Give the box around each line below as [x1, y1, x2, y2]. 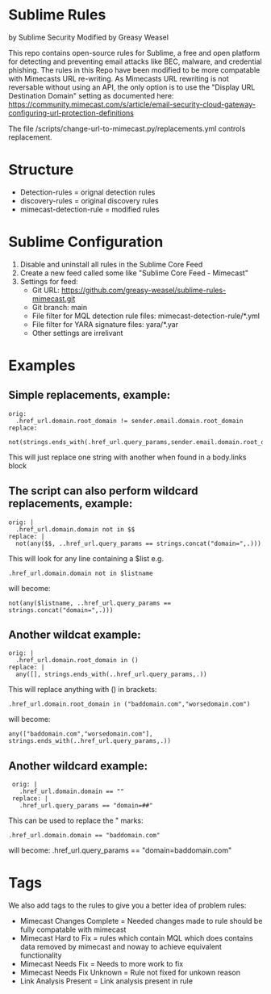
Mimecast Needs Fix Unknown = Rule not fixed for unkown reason [19, 967, 240, 978]
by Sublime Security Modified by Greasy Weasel [8, 32, 169, 42]
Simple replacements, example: [8, 388, 171, 402]
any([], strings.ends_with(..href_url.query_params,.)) [15, 670, 207, 679]
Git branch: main [31, 302, 87, 312]
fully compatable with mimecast [19, 925, 127, 934]
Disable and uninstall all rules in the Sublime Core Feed [19, 259, 203, 269]
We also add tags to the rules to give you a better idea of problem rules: [8, 900, 247, 910]
